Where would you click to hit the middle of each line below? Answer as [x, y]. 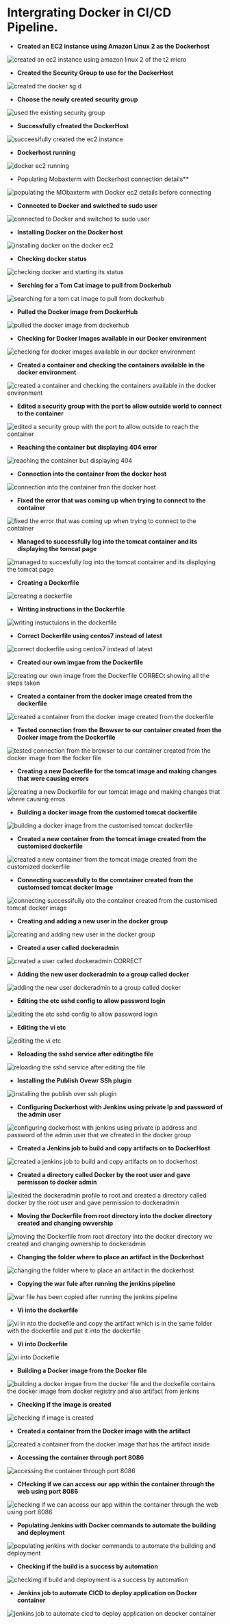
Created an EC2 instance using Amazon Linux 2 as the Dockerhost [113, 46]
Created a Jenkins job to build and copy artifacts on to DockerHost [114, 1148]
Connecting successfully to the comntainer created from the [105, 880]
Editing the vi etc [41, 1027]
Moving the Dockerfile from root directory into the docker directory [114, 1215]
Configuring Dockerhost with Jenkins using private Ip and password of [120, 1107]
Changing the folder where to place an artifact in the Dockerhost [111, 1257]
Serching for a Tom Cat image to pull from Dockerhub [94, 285]
